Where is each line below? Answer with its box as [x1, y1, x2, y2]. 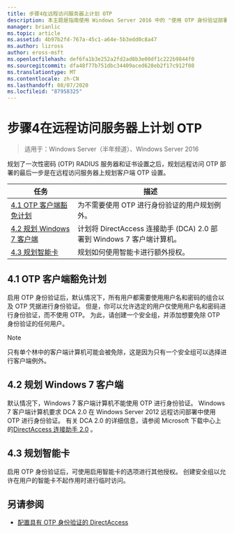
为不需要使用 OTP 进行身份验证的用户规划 [77, 200, 214, 210]
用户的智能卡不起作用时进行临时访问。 [19, 476, 130, 484]
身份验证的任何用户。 [7, 319, 68, 328]
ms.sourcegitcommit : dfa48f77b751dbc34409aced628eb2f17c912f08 [7, 62, 195, 69]
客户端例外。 [13, 356, 50, 365]
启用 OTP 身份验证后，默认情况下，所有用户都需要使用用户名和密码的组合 [7, 293, 219, 301]
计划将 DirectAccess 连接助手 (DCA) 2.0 [77, 224, 209, 234]
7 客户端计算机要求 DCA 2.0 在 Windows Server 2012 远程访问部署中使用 [7, 407, 216, 416]
